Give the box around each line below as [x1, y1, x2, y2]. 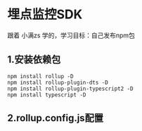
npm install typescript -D [7, 91, 86, 99]
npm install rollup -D [7, 73, 74, 80]
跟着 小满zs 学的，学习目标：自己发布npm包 [7, 31, 136, 39]
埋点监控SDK [7, 6, 83, 23]
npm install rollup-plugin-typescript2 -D [7, 85, 134, 92]
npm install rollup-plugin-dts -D [7, 79, 109, 86]
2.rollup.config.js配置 [7, 112, 104, 124]
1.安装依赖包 [7, 54, 61, 65]
